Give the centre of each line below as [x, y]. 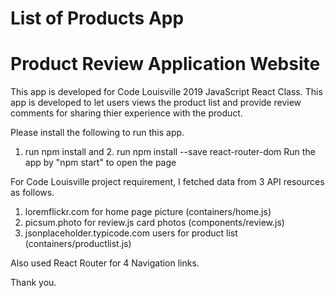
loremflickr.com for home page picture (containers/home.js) [148, 212]
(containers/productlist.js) [78, 244]
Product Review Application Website [165, 64]
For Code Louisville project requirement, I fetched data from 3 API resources [167, 182]
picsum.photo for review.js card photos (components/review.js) [154, 223]
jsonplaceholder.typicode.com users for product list [131, 233]
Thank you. [33, 283]
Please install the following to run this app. [97, 133]
